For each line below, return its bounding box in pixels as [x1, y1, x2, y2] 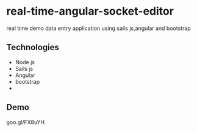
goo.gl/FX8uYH [6, 118, 45, 126]
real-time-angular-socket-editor [6, 4, 174, 18]
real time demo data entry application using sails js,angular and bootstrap [6, 24, 191, 32]
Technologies [6, 42, 60, 53]
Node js [15, 58, 35, 65]
